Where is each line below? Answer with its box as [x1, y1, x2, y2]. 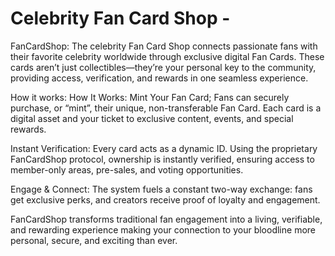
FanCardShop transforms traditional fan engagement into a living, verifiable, [10, 213, 323, 225]
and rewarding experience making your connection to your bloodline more [10, 223, 316, 236]
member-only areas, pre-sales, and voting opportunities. [10, 163, 244, 176]
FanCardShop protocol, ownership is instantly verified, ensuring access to [10, 153, 315, 165]
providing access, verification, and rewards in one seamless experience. [10, 72, 309, 84]
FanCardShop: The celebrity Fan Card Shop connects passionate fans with [10, 40, 318, 52]
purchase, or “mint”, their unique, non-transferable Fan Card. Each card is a [10, 102, 322, 114]
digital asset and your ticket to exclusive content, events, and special [10, 112, 294, 124]
